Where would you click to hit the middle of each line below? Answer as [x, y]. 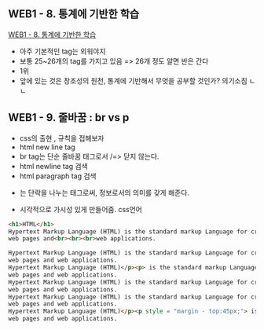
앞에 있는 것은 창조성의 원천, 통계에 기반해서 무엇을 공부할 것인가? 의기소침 [133, 80]
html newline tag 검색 [53, 166]
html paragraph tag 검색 [58, 176]
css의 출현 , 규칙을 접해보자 [62, 138]
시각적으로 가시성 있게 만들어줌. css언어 [81, 209]
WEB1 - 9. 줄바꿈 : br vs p [69, 117]
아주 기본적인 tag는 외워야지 [62, 51]
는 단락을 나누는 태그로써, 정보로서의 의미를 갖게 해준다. [104, 192]
